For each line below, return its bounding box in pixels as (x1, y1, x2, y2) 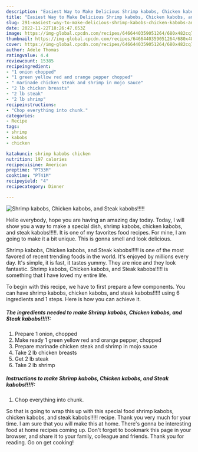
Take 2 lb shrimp (14, 361, 55, 368)
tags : (6, 124, 19, 130)
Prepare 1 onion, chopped (14, 330, 78, 337)
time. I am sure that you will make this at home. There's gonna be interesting (6, 420, 192, 427)
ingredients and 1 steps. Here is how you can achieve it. (6, 295, 141, 302)
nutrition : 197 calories (6, 156, 67, 162)
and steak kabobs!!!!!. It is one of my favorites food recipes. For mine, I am (6, 229, 186, 236)
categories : (6, 113, 35, 118)
